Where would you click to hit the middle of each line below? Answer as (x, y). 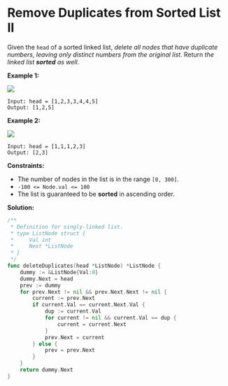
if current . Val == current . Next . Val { (89, 305)
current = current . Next (92, 324)
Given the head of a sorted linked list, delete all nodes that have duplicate (113, 47)
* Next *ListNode (42, 246)
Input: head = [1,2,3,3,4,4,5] (53, 101)
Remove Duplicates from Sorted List (114, 13)
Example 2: (24, 120)
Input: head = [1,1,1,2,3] (47, 146)
